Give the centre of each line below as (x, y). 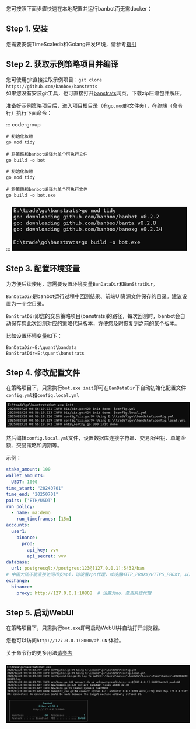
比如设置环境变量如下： (34, 336)
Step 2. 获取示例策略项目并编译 (62, 64)
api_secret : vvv (47, 556)
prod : (28, 543)
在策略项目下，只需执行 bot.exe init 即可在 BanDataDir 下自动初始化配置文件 (96, 388)
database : (18, 562)
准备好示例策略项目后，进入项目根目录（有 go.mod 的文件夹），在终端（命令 (94, 105)
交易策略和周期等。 (39, 445)
